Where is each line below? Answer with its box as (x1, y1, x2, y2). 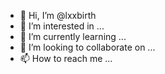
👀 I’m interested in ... (19, 20, 105, 32)
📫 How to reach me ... (19, 53, 113, 64)
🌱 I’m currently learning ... (19, 31, 127, 42)
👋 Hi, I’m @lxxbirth (19, 10, 97, 21)
